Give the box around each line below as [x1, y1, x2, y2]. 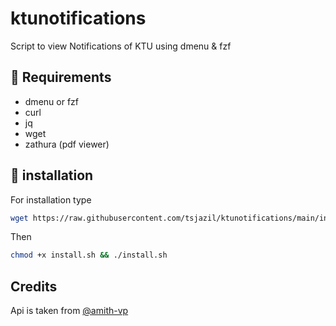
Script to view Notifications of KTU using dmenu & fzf [10, 40, 232, 52]
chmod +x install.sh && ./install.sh [10, 250, 168, 261]
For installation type [10, 193, 92, 206]
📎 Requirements [10, 69, 112, 86]
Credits [10, 278, 58, 295]
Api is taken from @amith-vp [10, 305, 129, 317]
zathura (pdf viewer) [24, 138, 110, 150]
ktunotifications [10, 7, 147, 30]
